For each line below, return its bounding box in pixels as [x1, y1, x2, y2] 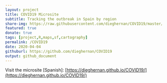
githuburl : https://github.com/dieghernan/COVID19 [5, 49, 112, 54]
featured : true [5, 26, 37, 31]
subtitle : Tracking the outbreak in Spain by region [5, 16, 117, 21]
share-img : [5, 21, 28, 26]
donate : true [5, 30, 32, 35]
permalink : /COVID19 [5, 40, 48, 45]
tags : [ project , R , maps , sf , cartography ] [5, 35, 88, 40]
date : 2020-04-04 [5, 44, 41, 49]
